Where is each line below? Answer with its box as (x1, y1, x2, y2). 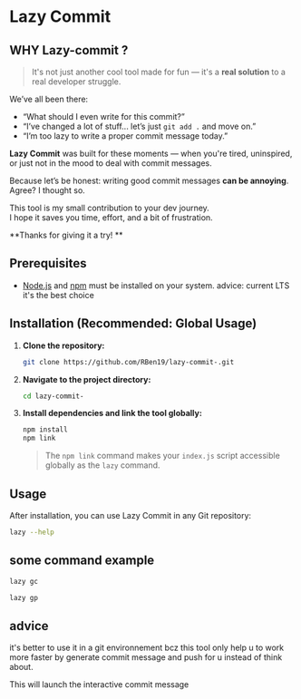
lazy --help (9, 528, 54, 537)
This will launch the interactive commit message (9, 679, 189, 690)
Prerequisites (9, 256, 87, 271)
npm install (22, 425, 68, 434)
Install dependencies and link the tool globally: (22, 408, 202, 419)
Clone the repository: (22, 340, 105, 351)
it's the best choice (22, 289, 95, 300)
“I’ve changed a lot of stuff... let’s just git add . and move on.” (22, 121, 257, 131)
